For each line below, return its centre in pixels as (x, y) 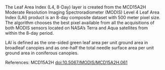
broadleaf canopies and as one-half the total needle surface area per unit (80, 48)
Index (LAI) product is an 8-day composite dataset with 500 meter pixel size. (83, 17)
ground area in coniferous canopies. (42, 53)
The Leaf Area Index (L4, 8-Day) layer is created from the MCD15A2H (76, 7)
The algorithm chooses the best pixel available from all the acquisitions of (80, 23)
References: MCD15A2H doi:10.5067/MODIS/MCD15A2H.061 (66, 62)
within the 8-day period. (30, 33)
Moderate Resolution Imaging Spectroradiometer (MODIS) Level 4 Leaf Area (82, 12)
